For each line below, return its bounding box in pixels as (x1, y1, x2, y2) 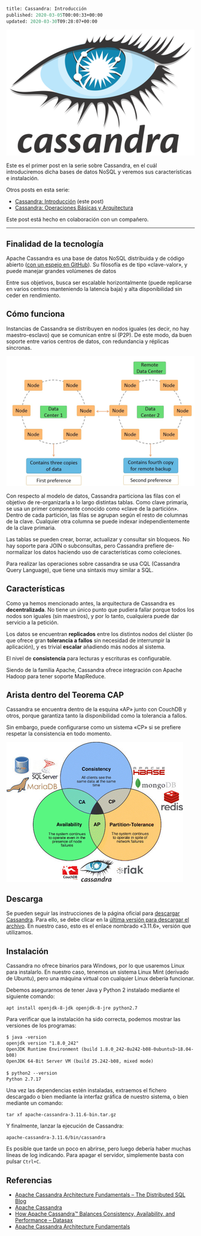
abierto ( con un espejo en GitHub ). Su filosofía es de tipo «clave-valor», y (6, 261, 188, 268)
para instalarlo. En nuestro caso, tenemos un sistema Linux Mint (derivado (6, 968, 189, 976)
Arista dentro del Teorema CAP (6, 690, 124, 700)
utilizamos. (6, 929, 33, 936)
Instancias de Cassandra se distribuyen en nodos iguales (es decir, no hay (6, 325, 190, 332)
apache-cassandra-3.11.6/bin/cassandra (6, 1135, 106, 1141)
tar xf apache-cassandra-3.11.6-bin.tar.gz (6, 1112, 117, 1118)
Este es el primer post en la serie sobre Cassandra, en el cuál (6, 162, 157, 169)
